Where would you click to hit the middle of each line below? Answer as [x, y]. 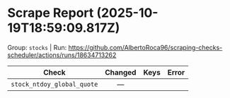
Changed [121, 72]
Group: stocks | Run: [37, 47]
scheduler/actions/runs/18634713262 [62, 55]
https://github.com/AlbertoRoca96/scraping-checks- [145, 47]
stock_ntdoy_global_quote [54, 84]
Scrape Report [51, 13]
